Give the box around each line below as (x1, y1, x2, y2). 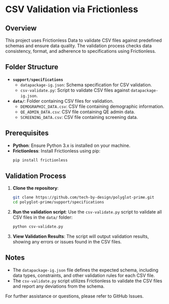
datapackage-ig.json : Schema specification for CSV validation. (20, 81, 152, 87)
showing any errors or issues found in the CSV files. (12, 238, 122, 245)
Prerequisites (5, 129, 49, 138)
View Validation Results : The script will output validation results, (12, 233, 149, 239)
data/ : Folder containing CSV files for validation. (12, 98, 114, 104)
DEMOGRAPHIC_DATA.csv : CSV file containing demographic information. (20, 103, 164, 109)
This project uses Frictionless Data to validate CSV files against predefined (5, 37, 162, 43)
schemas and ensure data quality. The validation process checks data (5, 43, 152, 49)
